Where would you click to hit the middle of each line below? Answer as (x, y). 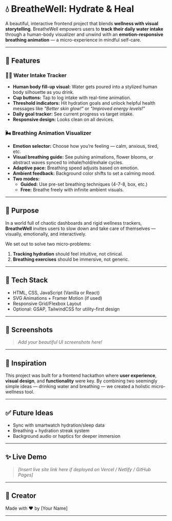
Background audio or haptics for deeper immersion (67, 436)
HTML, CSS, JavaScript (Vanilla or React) (56, 293)
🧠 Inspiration (26, 363)
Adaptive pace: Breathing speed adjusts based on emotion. (76, 168)
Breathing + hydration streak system (51, 430)
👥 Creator (21, 496)
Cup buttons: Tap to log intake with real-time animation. (72, 98)
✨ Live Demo (26, 457)
